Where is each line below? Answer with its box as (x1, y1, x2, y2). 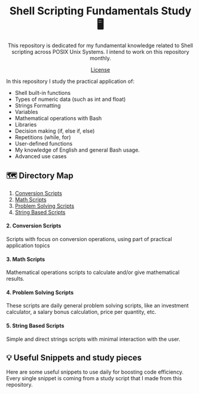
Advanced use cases (14, 152, 67, 159)
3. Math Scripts (6, 256, 45, 263)
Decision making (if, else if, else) (14, 127, 95, 134)
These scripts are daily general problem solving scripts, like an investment (6, 302, 189, 309)
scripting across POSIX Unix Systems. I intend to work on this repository (11, 48, 189, 55)
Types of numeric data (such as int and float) (14, 96, 126, 103)
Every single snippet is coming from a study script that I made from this (6, 375, 182, 382)
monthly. (89, 54, 112, 61)
